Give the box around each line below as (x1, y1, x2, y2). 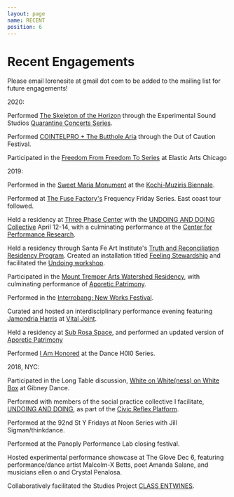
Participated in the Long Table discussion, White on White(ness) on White (7, 376, 220, 385)
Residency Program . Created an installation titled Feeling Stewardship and (7, 251, 221, 260)
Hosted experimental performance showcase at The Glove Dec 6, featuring (7, 453, 224, 462)
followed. (7, 201, 34, 211)
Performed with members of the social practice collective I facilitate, (7, 397, 205, 406)
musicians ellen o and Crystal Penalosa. (7, 468, 123, 477)
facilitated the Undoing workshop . (7, 259, 105, 267)
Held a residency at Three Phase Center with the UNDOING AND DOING (7, 216, 215, 224)
